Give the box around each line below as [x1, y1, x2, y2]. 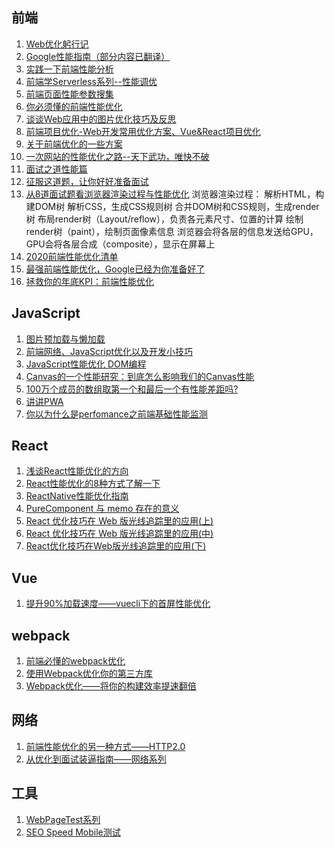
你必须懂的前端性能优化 [25, 100, 123, 112]
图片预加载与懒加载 [25, 333, 106, 345]
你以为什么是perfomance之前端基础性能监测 [25, 408, 208, 420]
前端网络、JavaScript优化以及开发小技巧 [25, 345, 194, 357]
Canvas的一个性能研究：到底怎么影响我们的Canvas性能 [25, 370, 255, 382]
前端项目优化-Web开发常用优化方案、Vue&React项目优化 [25, 125, 261, 137]
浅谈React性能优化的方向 [25, 465, 129, 477]
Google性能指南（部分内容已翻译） [25, 50, 171, 62]
